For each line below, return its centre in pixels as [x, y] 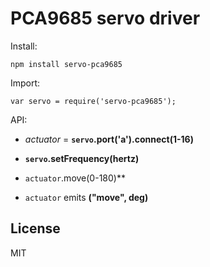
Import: [25, 83]
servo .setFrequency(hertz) [82, 158]
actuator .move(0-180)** [75, 178]
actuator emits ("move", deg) [86, 197]
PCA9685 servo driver [105, 18]
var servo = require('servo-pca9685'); [93, 101]
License [35, 228]
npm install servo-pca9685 [66, 64]
